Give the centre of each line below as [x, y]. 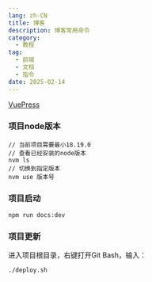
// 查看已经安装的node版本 [47, 153]
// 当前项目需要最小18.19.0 [49, 145]
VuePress [24, 105]
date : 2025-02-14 [37, 82]
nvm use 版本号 [31, 177]
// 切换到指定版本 [34, 168]
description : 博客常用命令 [49, 30]
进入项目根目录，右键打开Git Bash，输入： [78, 255]
